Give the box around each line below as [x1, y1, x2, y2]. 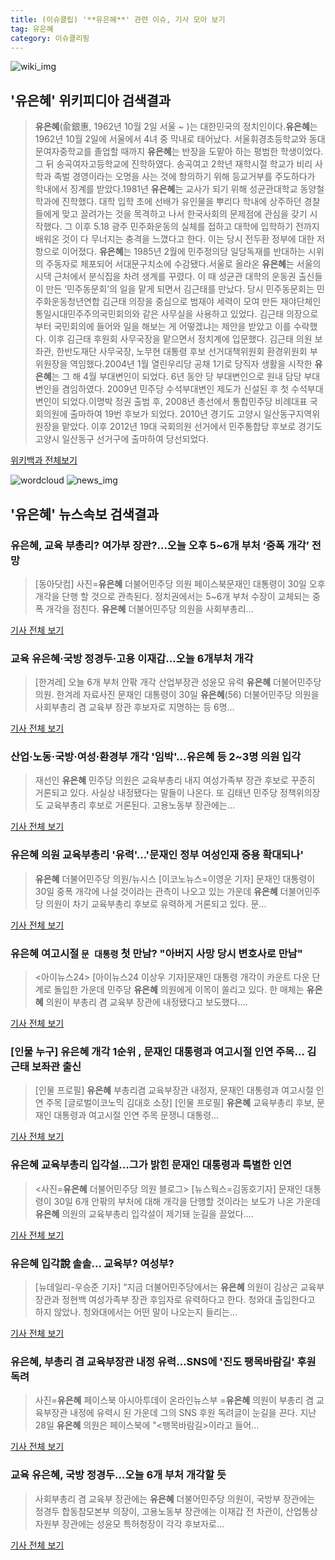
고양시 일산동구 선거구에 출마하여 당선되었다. [34, 433, 210, 445]
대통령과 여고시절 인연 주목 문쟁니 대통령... [53, 1109, 220, 1121]
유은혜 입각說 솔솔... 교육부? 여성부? [10, 1256, 175, 1270]
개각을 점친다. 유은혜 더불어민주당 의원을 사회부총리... [45, 602, 254, 615]
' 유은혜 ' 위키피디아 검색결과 [10, 92, 172, 109]
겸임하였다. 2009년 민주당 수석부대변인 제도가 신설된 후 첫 [61, 383, 290, 395]
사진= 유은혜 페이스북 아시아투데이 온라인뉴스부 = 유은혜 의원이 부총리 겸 [34, 1394, 315, 1406]
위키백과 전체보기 [10, 454, 78, 466]
